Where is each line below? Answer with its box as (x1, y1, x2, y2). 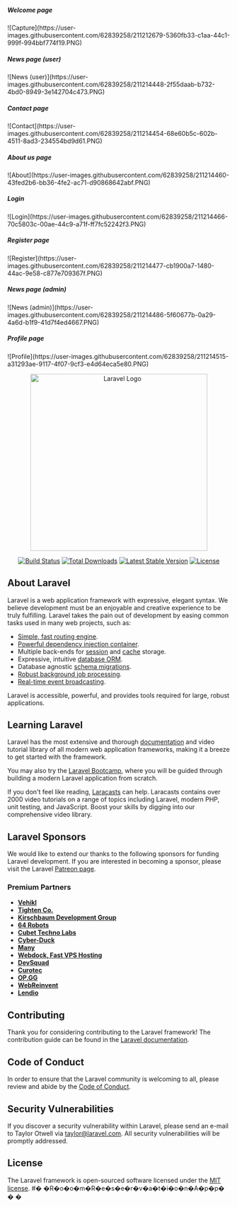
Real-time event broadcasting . (17, 677, 106, 686)
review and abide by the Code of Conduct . (7, 1082, 131, 1091)
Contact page (7, 103, 49, 113)
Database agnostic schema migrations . (17, 662, 132, 670)
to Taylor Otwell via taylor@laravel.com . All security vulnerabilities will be (7, 1129, 221, 1138)
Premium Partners (7, 882, 71, 892)
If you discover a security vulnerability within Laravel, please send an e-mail (7, 1121, 229, 1130)
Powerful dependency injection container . (17, 639, 139, 648)
